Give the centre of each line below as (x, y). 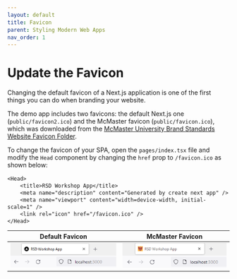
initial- (194, 200)
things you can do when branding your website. (77, 100)
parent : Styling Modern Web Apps (56, 30)
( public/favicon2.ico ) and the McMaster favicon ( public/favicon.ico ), (111, 121)
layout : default (31, 15)
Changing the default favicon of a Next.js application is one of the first (109, 93)
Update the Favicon (66, 73)
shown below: (28, 165)
